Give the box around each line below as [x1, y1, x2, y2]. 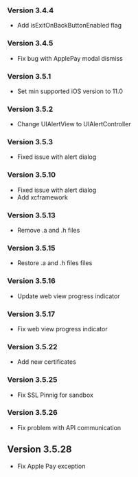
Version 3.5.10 [7, 170, 56, 179]
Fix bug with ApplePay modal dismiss [16, 54, 124, 62]
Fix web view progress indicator [16, 324, 108, 333]
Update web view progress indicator [16, 292, 120, 300]
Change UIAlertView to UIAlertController [16, 120, 132, 128]
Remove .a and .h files [16, 226, 80, 235]
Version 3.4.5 [7, 39, 54, 48]
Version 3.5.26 [7, 408, 58, 418]
